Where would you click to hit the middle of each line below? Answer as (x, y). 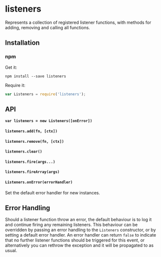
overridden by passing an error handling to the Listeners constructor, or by (80, 230)
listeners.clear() (24, 152)
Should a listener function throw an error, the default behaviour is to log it (78, 220)
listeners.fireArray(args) (32, 172)
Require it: (15, 85)
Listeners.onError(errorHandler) (39, 182)
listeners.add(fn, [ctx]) (31, 131)
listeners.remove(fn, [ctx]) (35, 141)
